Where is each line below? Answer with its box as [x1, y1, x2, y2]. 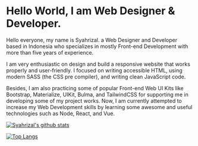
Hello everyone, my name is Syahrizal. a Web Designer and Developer [6, 36, 177, 43]
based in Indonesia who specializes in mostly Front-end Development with [6, 43, 188, 50]
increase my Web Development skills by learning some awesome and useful [6, 103, 193, 110]
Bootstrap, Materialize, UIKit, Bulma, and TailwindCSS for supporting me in [6, 91, 188, 98]
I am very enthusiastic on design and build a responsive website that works [6, 61, 190, 68]
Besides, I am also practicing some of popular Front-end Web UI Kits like [6, 84, 184, 91]
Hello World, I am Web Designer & [6, 4, 175, 18]
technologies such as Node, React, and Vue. [6, 110, 115, 117]
